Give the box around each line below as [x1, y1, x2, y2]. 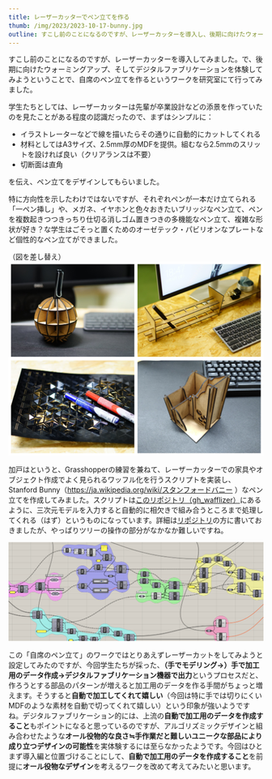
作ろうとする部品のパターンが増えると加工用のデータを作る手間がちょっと [8, 681, 257, 691]
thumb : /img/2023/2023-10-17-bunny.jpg [8, 21, 143, 30]
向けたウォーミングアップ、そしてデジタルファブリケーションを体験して [22, 65, 263, 75]
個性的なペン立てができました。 [15, 235, 122, 245]
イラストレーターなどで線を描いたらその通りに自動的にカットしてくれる [19, 130, 261, 139]
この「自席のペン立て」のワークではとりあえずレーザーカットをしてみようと [8, 650, 264, 660]
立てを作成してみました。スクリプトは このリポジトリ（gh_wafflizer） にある [8, 494, 261, 504]
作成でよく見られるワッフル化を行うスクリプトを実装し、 [43, 474, 236, 484]
